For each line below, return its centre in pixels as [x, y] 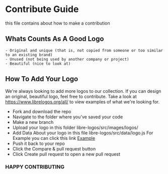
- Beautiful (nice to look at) [38, 64]
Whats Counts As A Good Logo [55, 39]
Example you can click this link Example [54, 138]
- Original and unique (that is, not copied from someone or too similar [84, 50]
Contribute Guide [42, 9]
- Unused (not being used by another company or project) [67, 59]
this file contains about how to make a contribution [58, 23]
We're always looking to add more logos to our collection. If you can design [83, 91]
